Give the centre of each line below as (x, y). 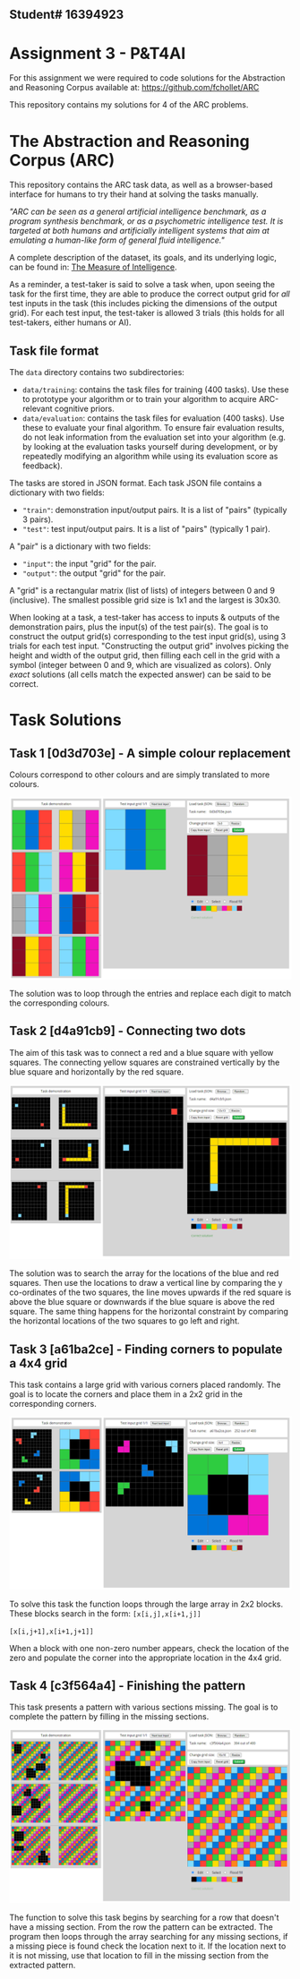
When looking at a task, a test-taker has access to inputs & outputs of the (145, 618)
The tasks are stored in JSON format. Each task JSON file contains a (136, 484)
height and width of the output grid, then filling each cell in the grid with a (145, 655)
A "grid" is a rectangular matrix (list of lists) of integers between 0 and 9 (142, 591)
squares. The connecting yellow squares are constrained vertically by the (145, 1062)
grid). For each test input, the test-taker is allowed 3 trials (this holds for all (147, 313)
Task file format (54, 351)
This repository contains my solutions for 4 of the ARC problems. (129, 105)
